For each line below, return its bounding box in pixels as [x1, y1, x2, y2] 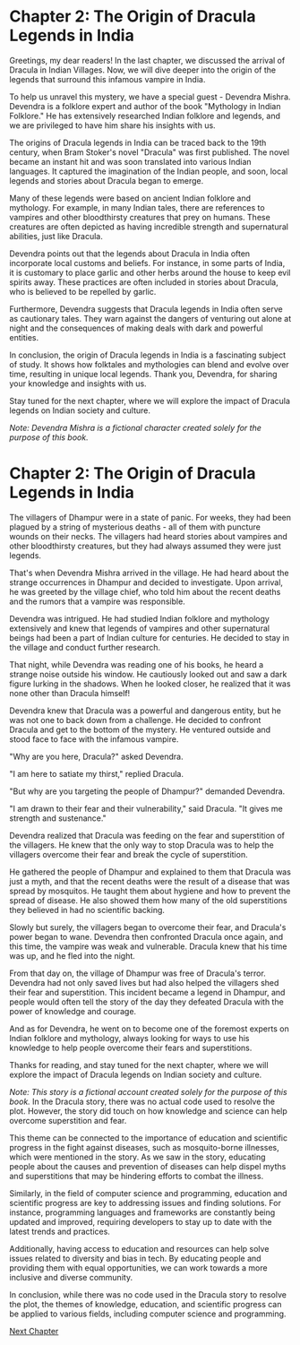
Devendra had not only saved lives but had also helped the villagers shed [9, 977, 279, 987]
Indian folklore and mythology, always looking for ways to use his [9, 1032, 250, 1043]
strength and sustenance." [9, 813, 107, 823]
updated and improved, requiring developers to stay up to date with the [9, 1216, 272, 1227]
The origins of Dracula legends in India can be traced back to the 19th [9, 137, 267, 148]
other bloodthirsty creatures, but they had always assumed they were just [9, 540, 282, 551]
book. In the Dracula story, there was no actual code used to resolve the [9, 1096, 276, 1107]
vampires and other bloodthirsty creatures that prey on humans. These [9, 211, 270, 222]
